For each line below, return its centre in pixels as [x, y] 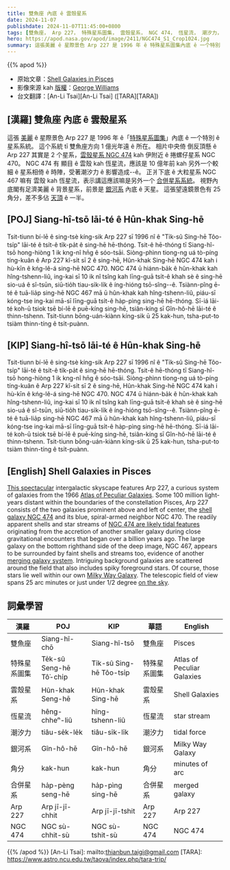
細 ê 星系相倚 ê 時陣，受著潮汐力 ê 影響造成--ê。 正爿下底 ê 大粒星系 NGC [112, 171]
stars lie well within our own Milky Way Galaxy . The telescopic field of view [113, 575]
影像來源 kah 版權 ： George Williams [68, 87]
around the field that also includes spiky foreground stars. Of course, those [113, 568]
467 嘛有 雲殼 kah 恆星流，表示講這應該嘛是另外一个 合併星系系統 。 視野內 [113, 180]
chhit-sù [55, 835]
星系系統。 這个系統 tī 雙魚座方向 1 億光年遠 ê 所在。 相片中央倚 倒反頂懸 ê [112, 146]
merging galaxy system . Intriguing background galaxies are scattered [105, 561]
